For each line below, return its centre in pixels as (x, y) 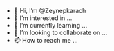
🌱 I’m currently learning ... (50, 25)
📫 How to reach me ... (46, 40)
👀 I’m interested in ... (43, 18)
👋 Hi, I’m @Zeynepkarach (50, 11)
